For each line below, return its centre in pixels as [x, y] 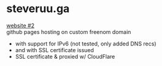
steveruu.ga [38, 9]
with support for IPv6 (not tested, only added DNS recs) [86, 44]
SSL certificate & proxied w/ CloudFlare [65, 56]
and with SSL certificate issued [54, 50]
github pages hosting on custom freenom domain [69, 31]
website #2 [21, 25]
